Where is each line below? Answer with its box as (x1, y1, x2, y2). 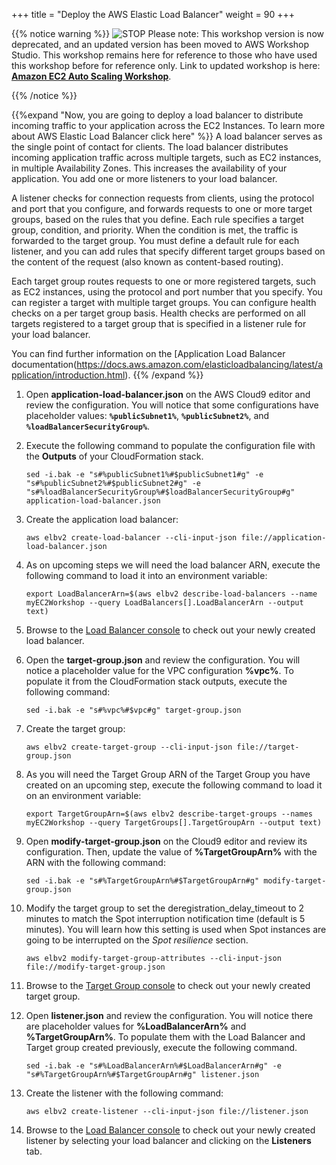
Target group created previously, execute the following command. (25, 1042, 298, 1053)
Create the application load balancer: (25, 514, 179, 525)
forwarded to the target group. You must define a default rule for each (11, 235, 300, 246)
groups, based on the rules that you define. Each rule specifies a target (11, 214, 304, 225)
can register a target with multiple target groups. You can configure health (11, 297, 317, 308)
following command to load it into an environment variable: (25, 570, 268, 581)
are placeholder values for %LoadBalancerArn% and (25, 1020, 247, 1032)
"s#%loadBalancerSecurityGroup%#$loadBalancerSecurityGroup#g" (25, 487, 296, 497)
